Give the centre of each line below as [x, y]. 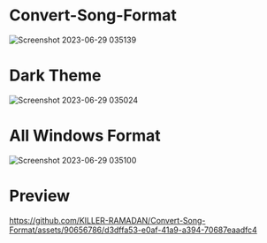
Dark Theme [55, 76]
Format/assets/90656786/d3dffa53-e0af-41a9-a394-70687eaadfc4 [133, 230]
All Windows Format [85, 136]
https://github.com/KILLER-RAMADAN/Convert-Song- [107, 220]
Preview [40, 196]
